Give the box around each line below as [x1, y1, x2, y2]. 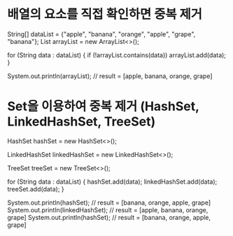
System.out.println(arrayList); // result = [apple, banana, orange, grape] [7, 71, 213, 80]
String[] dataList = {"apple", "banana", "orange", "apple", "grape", [7, 29, 196, 38]
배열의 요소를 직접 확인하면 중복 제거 [7, 6, 203, 22]
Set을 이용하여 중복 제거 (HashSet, [7, 98, 199, 115]
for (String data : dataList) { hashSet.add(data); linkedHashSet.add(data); [7, 177, 218, 186]
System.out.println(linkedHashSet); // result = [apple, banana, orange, [7, 205, 209, 214]
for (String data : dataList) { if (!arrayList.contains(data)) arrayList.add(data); [7, 50, 226, 59]
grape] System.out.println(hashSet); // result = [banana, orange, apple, [7, 213, 211, 221]
